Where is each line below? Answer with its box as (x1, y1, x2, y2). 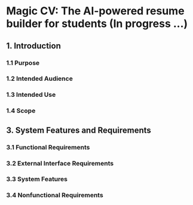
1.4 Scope (6, 106, 36, 115)
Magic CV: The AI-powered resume (6, 4, 185, 18)
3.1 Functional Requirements (6, 143, 90, 151)
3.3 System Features (6, 175, 68, 183)
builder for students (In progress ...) (6, 17, 188, 30)
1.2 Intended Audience (6, 75, 73, 83)
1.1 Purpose (6, 59, 40, 67)
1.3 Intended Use (6, 91, 56, 99)
